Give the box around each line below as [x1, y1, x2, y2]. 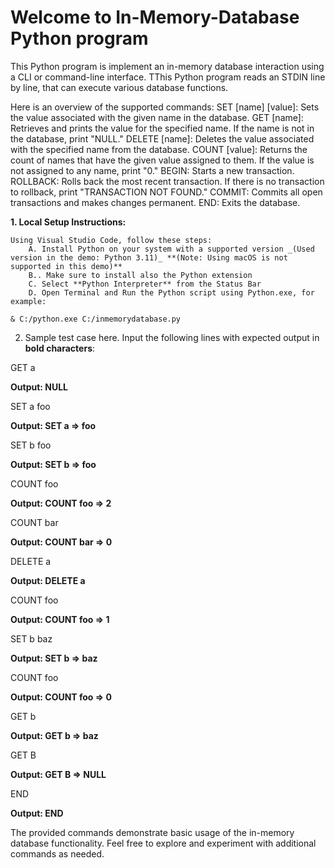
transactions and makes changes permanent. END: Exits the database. [10, 196, 301, 208]
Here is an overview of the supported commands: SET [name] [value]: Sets [10, 101, 320, 113]
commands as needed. [10, 847, 105, 860]
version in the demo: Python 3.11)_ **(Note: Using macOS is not [10, 252, 288, 263]
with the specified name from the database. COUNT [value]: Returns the [10, 143, 308, 155]
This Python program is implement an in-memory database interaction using [10, 60, 325, 72]
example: [10, 296, 47, 306]
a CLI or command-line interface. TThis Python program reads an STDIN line [10, 71, 326, 83]
